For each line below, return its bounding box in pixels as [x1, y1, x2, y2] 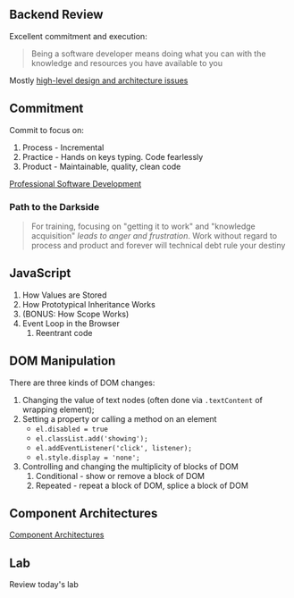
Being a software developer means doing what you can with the [30, 48, 266, 59]
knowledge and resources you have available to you [30, 57, 223, 68]
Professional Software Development [9, 178, 142, 189]
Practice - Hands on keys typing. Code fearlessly [21, 151, 204, 162]
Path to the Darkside [9, 200, 100, 213]
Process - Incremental [21, 142, 105, 153]
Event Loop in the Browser [21, 317, 121, 329]
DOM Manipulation [9, 353, 116, 369]
